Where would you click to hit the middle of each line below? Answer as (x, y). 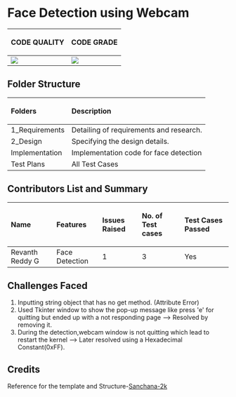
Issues (113, 220)
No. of (152, 215)
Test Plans (28, 164)
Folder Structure (44, 85)
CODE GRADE (94, 42)
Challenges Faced (47, 285)
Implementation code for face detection (137, 152)
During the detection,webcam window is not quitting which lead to (113, 332)
